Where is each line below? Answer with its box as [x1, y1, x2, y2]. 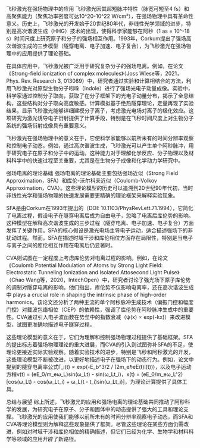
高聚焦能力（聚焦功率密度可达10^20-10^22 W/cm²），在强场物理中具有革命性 [6, 12, 194, 20]
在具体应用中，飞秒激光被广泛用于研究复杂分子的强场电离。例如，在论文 [6, 62, 183, 70]
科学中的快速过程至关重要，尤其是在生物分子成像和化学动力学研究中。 [11, 157, 183, 164]
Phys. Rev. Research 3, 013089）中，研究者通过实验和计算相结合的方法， [6, 77, 186, 84]
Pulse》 [163, 269, 180, 275]
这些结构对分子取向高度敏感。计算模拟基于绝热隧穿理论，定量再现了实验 [16, 100, 194, 106]
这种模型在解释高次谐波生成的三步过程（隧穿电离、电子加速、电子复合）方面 [6, 220, 194, 226]
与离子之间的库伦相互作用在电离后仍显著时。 [6, 242, 116, 249]
